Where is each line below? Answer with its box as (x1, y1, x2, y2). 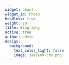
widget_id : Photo (5, 12, 40, 17)
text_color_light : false (14, 48, 64, 53)
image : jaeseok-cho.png (14, 52, 62, 58)
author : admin (5, 35, 34, 40)
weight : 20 (5, 21, 27, 26)
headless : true (5, 16, 36, 21)
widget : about (5, 7, 34, 12)
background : (9, 43, 34, 48)
